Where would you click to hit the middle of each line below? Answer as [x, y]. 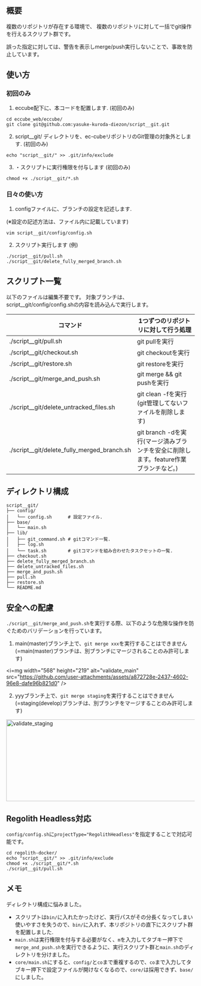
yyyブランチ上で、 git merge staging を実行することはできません [95, 696]
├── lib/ [17, 533]
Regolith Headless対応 [49, 818]
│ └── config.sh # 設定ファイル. [54, 517]
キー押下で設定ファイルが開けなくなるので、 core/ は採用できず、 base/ [106, 969]
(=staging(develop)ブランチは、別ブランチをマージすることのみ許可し [101, 703]
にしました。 [31, 977]
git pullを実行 [155, 341]
